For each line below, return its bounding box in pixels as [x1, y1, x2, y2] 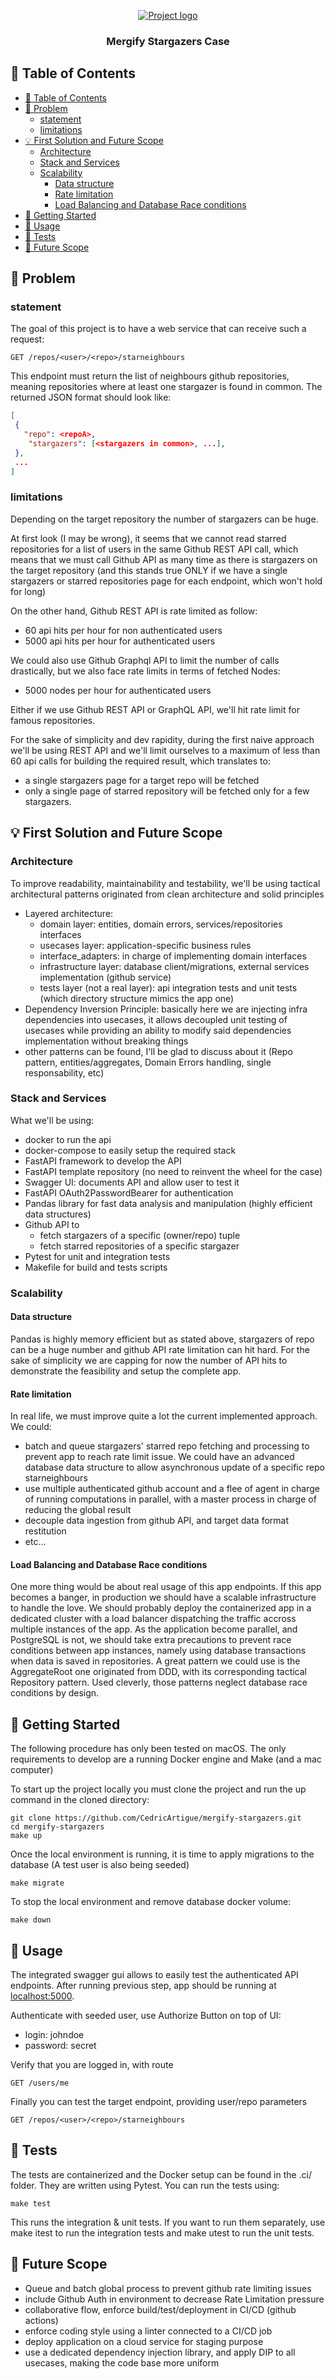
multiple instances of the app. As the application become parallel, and [10, 1623, 298, 1635]
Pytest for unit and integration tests [24, 1250, 171, 1262]
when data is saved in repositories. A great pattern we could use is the [10, 1655, 301, 1667]
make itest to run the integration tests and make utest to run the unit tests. [10, 2226, 315, 2239]
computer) [10, 1764, 54, 1776]
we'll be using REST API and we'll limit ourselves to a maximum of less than [10, 744, 321, 756]
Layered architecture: [24, 907, 114, 919]
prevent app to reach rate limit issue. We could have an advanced [24, 1451, 295, 1463]
